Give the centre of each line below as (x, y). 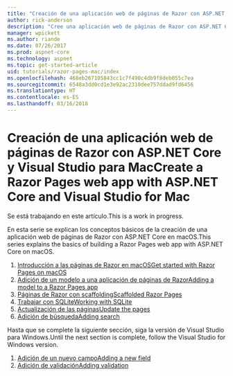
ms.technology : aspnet (40, 59)
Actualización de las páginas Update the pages (84, 309)
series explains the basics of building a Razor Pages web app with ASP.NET (115, 244)
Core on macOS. (31, 251)
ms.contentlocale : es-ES (43, 98)
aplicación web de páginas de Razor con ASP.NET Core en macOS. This (109, 237)
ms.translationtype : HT (42, 91)
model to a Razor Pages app (58, 287)
